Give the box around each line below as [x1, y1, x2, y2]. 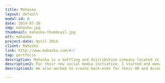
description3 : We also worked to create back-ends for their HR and [5, 66, 148, 71]
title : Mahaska [5, 7, 36, 12]
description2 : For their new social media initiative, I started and [5, 62, 151, 66]
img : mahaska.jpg [5, 25, 41, 30]
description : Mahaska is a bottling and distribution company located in [5, 57, 160, 62]
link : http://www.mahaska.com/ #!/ [5, 48, 76, 53]
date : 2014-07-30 [5, 21, 41, 26]
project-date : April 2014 [5, 39, 58, 44]
